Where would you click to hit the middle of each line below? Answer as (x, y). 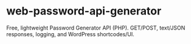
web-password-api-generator (84, 11)
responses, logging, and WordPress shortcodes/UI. (71, 34)
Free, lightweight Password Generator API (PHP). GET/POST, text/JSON (96, 28)
